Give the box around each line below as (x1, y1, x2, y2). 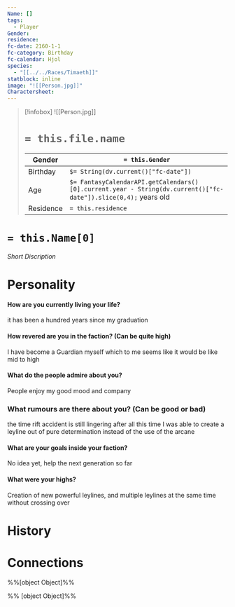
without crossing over (7, 498, 70, 507)
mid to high (7, 355, 40, 363)
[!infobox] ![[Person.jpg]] (24, 108, 97, 116)
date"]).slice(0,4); (69, 193, 138, 202)
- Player (13, 23, 39, 30)
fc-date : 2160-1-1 (7, 43, 61, 50)
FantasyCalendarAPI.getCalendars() (80, 178, 199, 186)
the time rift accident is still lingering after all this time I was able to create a (7, 420, 225, 428)
